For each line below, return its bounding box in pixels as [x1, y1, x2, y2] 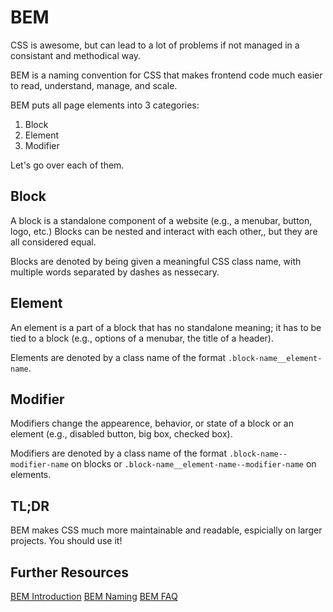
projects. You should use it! [10, 535, 123, 547]
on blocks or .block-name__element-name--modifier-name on [71, 458, 317, 470]
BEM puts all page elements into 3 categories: [10, 99, 200, 111]
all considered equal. [10, 236, 97, 248]
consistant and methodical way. [10, 49, 142, 61]
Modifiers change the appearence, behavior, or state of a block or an [10, 417, 294, 430]
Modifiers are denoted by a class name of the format [10, 447, 228, 460]
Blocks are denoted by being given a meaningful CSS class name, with [10, 255, 302, 267]
